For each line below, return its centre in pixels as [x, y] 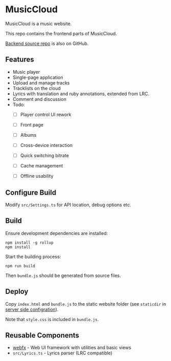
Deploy [17, 292]
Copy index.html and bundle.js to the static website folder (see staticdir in [86, 304]
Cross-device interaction [46, 145]
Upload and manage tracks [41, 82]
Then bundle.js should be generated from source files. [63, 275]
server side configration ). [32, 309]
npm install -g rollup [29, 242]
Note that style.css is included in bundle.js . [52, 319]
